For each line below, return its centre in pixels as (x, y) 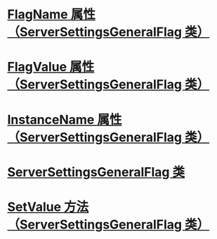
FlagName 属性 (52, 14)
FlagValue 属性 (51, 67)
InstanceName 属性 (65, 119)
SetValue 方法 (48, 207)
